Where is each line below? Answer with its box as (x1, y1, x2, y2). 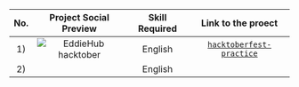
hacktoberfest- (207, 40, 272, 50)
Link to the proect (201, 17, 279, 29)
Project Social (49, 12, 109, 23)
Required (137, 22, 178, 35)
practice (221, 49, 258, 59)
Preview (61, 22, 98, 35)
